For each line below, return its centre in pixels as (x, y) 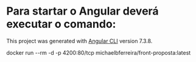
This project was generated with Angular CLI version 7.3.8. (79, 41)
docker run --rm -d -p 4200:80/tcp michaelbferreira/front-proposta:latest (99, 52)
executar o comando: (61, 24)
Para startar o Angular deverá (83, 11)
